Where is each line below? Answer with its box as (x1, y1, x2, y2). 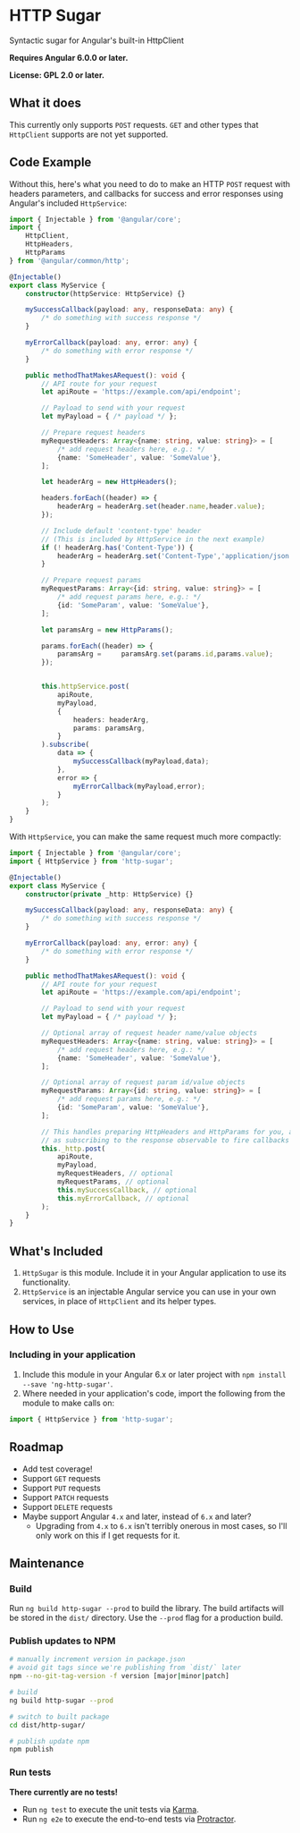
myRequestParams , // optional (56, 1177, 170, 1186)
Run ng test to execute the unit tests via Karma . (21, 1803, 199, 1814)
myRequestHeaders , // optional (56, 1169, 174, 1178)
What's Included (9, 1243, 104, 1259)
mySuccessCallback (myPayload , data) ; (72, 757, 210, 766)
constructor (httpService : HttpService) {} (25, 289, 186, 298)
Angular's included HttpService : (9, 198, 128, 208)
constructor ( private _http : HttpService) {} (25, 889, 194, 899)
